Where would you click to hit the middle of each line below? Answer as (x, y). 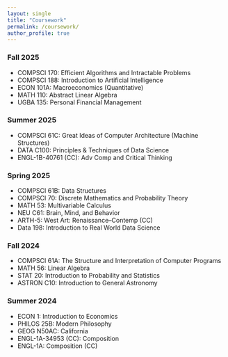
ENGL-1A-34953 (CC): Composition (68, 338)
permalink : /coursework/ (43, 26)
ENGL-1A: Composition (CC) (57, 346)
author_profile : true (39, 33)
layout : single (29, 14)
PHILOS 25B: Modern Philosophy (65, 324)
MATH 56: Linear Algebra (54, 268)
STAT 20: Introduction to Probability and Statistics (88, 276)
